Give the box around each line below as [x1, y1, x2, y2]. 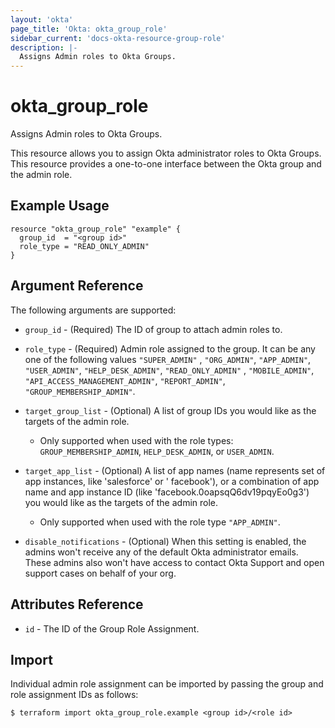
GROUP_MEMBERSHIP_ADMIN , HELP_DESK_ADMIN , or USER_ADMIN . [39, 445, 275, 457]
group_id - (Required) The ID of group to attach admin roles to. [24, 323, 283, 335]
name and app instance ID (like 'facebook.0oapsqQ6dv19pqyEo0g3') [24, 486, 310, 498]
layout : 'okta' [10, 14, 74, 25]
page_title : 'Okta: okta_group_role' [10, 24, 168, 34]
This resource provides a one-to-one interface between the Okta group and [10, 158, 322, 170]
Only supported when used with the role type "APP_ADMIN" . [39, 516, 281, 528]
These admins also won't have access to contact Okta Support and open [24, 556, 325, 568]
